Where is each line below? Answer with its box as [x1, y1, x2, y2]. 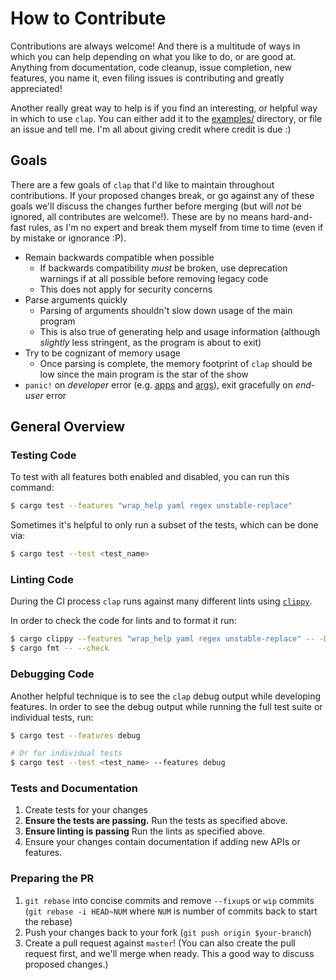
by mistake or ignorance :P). [10, 232, 127, 244]
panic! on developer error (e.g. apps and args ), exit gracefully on [24, 378, 293, 391]
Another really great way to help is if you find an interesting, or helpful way [10, 102, 318, 114]
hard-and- [270, 210, 313, 222]
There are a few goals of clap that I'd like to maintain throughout [10, 178, 275, 191]
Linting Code [10, 573, 74, 587]
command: [10, 482, 55, 494]
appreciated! [10, 82, 63, 94]
